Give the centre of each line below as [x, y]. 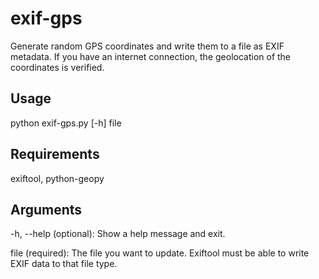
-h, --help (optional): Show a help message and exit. [118, 234]
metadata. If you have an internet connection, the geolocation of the [151, 56]
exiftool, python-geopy [57, 178]
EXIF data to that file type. [64, 264]
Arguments [46, 209]
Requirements [55, 154]
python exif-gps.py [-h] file [66, 123]
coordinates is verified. [57, 67]
